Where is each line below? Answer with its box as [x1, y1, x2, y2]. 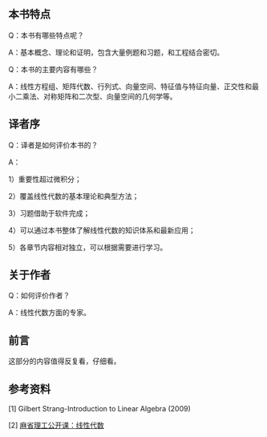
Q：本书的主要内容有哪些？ [8, 64, 99, 74]
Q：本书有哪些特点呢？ [8, 30, 84, 40]
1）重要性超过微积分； [8, 174, 82, 184]
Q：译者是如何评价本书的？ [8, 140, 99, 150]
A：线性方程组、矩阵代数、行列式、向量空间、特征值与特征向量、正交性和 [8, 81, 253, 91]
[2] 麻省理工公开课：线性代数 [8, 420, 104, 431]
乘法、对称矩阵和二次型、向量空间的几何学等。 [22, 91, 177, 101]
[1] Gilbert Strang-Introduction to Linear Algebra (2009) [8, 404, 191, 414]
